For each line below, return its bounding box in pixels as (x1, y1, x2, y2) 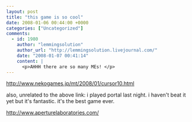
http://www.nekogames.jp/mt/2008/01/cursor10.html (6, 80, 135, 87)
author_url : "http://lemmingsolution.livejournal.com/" (17, 47, 158, 53)
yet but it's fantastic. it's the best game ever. (6, 98, 115, 105)
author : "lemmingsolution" (17, 42, 84, 48)
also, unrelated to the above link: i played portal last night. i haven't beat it (6, 91, 186, 98)
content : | (17, 58, 44, 64)
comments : (6, 31, 31, 37)
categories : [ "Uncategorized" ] (6, 25, 84, 31)
